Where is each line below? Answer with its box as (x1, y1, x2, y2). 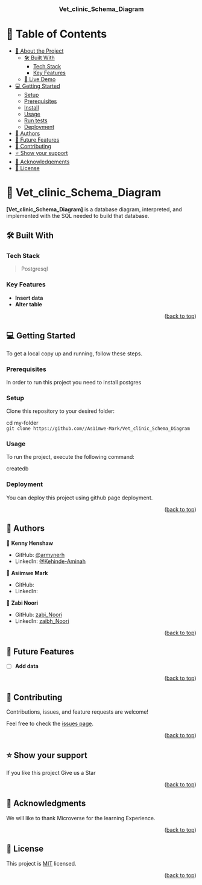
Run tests (24, 117, 48, 124)
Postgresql (21, 265, 48, 272)
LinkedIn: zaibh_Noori (14, 617, 69, 625)
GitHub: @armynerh (14, 551, 65, 558)
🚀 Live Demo (24, 75, 56, 83)
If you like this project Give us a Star (6, 769, 96, 777)
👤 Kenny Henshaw (6, 539, 54, 547)
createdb (6, 465, 29, 472)
